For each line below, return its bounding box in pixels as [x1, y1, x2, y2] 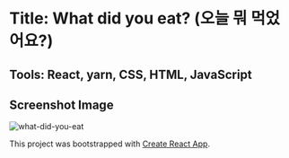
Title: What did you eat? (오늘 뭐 [9, 8, 248, 29]
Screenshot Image [9, 97, 114, 112]
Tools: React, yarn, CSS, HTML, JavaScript [9, 66, 253, 82]
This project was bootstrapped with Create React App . [9, 138, 211, 149]
